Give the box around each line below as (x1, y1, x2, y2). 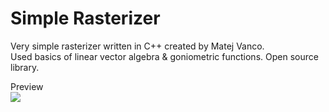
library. (10, 61, 40, 73)
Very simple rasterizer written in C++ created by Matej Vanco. (10, 40, 265, 52)
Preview (10, 80, 44, 92)
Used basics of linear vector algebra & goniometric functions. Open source (10, 50, 319, 62)
